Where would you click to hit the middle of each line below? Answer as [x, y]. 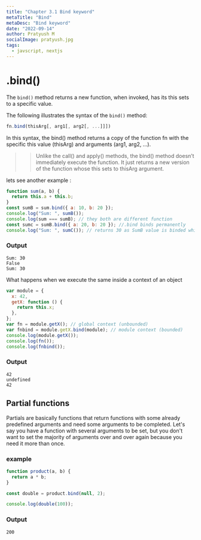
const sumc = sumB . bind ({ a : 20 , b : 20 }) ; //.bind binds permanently [96, 225]
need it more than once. [36, 443]
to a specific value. [30, 103]
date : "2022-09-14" [31, 29]
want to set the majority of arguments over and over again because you [94, 437]
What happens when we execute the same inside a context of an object [94, 279]
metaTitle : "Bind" [29, 17]
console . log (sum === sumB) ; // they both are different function [89, 219]
